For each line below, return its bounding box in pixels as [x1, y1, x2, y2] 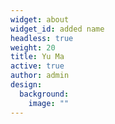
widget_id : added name [10, 24, 105, 34]
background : [19, 89, 70, 99]
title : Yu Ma [10, 52, 65, 62]
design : [10, 80, 43, 90]
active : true [10, 61, 65, 71]
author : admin [10, 71, 70, 81]
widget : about [10, 14, 70, 25]
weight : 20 [10, 42, 56, 53]
